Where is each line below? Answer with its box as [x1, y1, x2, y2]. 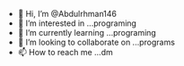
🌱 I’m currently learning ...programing [17, 28, 157, 37]
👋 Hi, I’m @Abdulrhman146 [17, 9, 118, 19]
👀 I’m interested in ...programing [17, 18, 137, 29]
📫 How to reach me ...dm [17, 47, 114, 57]
